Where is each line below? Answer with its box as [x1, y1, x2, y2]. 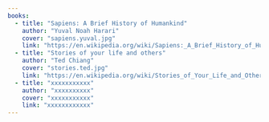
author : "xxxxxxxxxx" [22, 86, 94, 95]
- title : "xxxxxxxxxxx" [14, 79, 94, 87]
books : [7, 11, 30, 20]
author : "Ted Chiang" [22, 57, 94, 65]
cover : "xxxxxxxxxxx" [22, 94, 94, 102]
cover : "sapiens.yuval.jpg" [22, 34, 116, 43]
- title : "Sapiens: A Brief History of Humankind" [14, 19, 188, 27]
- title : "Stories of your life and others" [14, 49, 166, 57]
